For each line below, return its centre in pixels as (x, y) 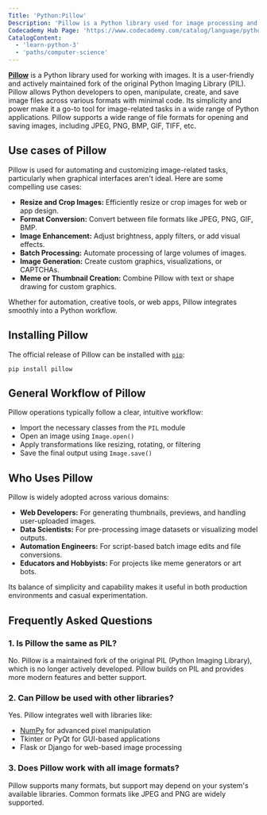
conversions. (41, 555)
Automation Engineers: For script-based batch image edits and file (130, 547)
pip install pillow (41, 369)
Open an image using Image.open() (77, 436)
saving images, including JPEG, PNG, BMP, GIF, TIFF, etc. (102, 126)
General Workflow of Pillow (77, 394)
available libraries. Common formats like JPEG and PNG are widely (117, 794)
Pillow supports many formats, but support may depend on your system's (128, 785)
